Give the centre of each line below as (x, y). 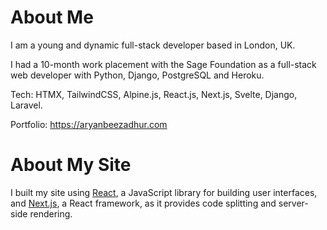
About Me (52, 17)
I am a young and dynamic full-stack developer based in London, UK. (153, 45)
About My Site (71, 165)
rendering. (51, 213)
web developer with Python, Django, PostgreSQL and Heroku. (137, 75)
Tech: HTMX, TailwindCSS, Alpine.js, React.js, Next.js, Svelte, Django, (154, 94)
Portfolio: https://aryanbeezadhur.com (89, 124)
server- (293, 203)
